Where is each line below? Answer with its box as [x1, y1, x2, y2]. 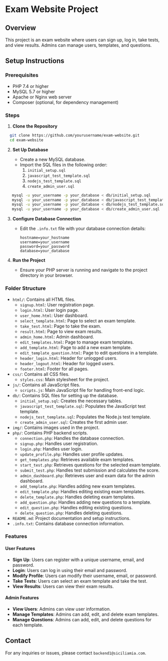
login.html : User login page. [19, 307, 79, 313]
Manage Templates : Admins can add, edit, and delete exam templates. [12, 611, 159, 617]
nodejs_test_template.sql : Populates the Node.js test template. [19, 413, 151, 420]
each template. [12, 622, 43, 628]
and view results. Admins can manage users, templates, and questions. [5, 42, 152, 48]
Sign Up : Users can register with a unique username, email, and [12, 557, 144, 563]
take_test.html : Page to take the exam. [19, 323, 101, 329]
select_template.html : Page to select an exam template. [19, 317, 136, 323]
